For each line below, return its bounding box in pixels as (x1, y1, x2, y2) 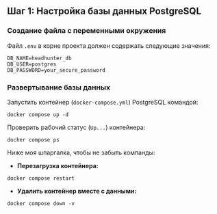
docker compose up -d (7, 111, 69, 118)
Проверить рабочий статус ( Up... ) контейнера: (7, 123, 146, 131)
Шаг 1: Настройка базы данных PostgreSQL (7, 5, 202, 17)
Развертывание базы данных (7, 82, 111, 92)
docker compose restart (7, 174, 75, 182)
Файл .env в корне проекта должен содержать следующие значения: (7, 41, 211, 50)
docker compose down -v (7, 200, 75, 207)
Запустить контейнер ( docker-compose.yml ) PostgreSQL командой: (7, 98, 199, 106)
